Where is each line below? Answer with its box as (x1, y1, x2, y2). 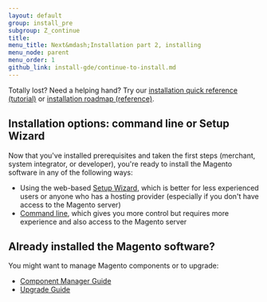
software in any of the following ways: (8, 167, 133, 177)
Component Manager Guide (19, 277, 112, 286)
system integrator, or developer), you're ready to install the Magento (8, 159, 233, 168)
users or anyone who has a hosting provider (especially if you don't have (19, 191, 259, 201)
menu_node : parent (8, 49, 69, 57)
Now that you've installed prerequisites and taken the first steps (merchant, (8, 151, 256, 160)
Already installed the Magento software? (8, 240, 215, 253)
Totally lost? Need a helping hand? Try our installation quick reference (8, 85, 238, 95)
